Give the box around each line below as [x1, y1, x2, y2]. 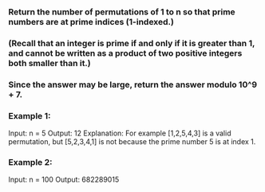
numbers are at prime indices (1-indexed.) [8, 16, 174, 27]
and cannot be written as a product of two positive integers [8, 47, 243, 58]
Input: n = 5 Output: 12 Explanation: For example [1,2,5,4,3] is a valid [8, 128, 231, 138]
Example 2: [8, 156, 53, 167]
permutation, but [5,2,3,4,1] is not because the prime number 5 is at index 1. [8, 137, 256, 147]
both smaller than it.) [8, 57, 91, 69]
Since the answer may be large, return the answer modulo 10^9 [8, 79, 258, 90]
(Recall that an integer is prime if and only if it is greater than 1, [8, 37, 255, 49]
